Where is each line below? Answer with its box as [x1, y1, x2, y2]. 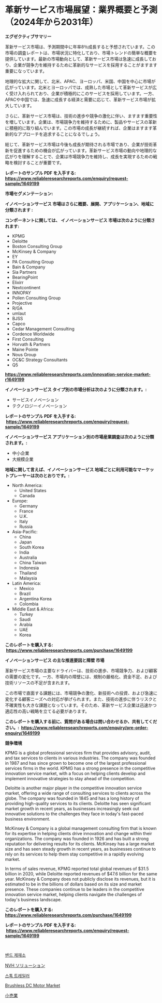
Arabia [19, 622, 33, 627]
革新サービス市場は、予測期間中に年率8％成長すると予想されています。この [5, 44, 156, 49]
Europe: [12, 498, 28, 504]
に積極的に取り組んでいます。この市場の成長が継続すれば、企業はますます [5, 125, 153, 131]
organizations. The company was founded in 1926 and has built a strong [5, 836, 149, 841]
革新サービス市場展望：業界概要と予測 [5, 4, 158, 16]
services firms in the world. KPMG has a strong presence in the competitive [5, 765, 156, 771]
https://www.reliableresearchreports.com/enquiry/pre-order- [21, 724, 148, 730]
